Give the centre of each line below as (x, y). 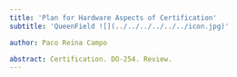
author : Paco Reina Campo (58, 43)
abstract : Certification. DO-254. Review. (91, 59)
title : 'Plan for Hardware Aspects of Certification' (114, 18)
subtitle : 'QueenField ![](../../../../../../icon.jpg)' (119, 26)
